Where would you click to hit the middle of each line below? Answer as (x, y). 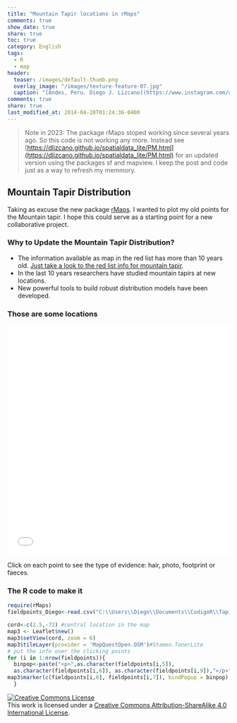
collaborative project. (38, 224)
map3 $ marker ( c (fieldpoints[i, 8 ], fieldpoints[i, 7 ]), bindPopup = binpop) (118, 678)
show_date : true (31, 27)
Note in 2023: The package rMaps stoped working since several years (127, 132)
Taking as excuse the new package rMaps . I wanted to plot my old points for (118, 209)
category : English (34, 47)
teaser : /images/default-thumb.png (66, 80)
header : (19, 73)
